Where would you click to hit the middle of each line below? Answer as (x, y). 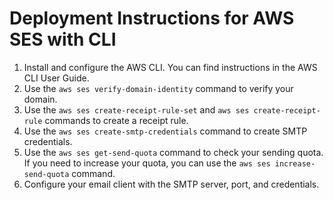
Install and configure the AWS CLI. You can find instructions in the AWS (170, 67)
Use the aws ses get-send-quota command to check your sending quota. (173, 152)
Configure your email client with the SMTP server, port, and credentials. (171, 184)
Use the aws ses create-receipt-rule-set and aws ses (136, 109)
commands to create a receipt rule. (116, 120)
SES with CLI (63, 39)
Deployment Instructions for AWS (152, 18)
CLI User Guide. (56, 78)
